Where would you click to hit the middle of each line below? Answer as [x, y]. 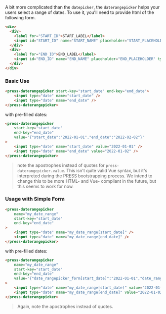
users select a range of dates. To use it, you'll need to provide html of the [80, 12]
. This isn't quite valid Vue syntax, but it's [106, 170]
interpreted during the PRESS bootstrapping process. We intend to [85, 176]
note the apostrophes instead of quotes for [61, 165]
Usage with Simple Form [35, 199]
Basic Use [17, 81]
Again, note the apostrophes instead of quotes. [65, 306]
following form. [21, 18]
